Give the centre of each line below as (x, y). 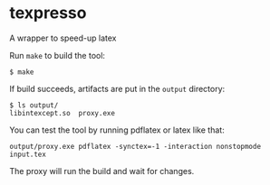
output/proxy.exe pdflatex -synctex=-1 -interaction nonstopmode (135, 146)
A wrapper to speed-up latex (63, 38)
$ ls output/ (34, 105)
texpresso (48, 13)
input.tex (28, 154)
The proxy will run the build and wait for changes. (102, 171)
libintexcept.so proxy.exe (63, 113)
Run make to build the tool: (58, 55)
